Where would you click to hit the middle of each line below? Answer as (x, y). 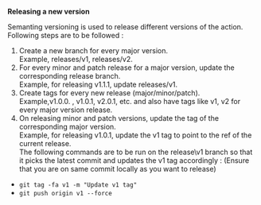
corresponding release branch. (70, 76)
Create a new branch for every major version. (93, 50)
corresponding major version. (67, 127)
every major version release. (66, 110)
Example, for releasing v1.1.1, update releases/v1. (98, 84)
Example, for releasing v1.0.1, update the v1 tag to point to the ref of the (135, 135)
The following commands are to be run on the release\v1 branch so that (136, 152)
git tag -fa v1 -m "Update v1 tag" (78, 185)
